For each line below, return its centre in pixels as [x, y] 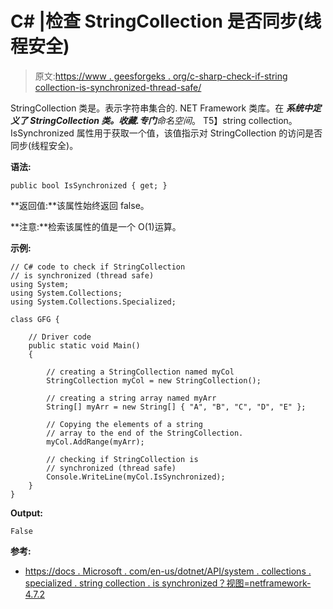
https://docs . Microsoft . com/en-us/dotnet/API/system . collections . [168, 571]
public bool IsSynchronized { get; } [89, 185]
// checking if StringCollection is [122, 459]
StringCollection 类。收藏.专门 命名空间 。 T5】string [138, 120]
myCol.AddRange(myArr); [95, 442]
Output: [26, 513]
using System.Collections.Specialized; [93, 302]
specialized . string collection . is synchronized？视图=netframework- [168, 583]
